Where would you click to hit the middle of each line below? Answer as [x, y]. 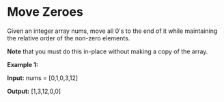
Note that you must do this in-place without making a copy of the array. [108, 51]
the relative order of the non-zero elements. [69, 38]
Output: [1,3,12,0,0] [34, 91]
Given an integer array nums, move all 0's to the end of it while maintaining [112, 31]
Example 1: [23, 64]
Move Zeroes [45, 12]
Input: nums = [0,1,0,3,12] [43, 78]
